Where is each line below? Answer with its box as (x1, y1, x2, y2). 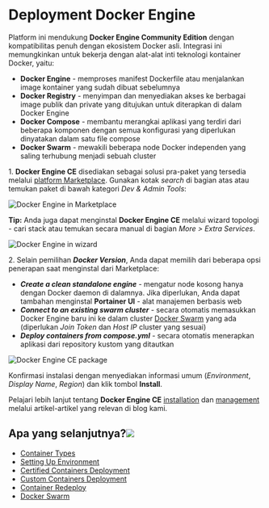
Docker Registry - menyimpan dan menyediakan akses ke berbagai (19, 90, 246, 100)
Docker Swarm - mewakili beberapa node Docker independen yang (19, 142, 246, 152)
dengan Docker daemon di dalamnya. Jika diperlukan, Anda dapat (19, 288, 241, 297)
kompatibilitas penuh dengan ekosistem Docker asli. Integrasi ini (8, 40, 222, 50)
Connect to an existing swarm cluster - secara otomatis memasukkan (19, 304, 256, 314)
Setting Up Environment (19, 456, 99, 466)
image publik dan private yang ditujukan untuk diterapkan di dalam (19, 99, 242, 109)
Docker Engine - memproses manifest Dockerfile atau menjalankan (19, 73, 245, 83)
